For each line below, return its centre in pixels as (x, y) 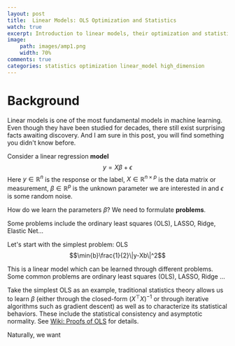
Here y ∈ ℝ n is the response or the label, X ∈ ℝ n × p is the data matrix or (112, 178)
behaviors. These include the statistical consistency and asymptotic (105, 314)
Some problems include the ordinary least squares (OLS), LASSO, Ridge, (112, 223)
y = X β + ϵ (117, 167)
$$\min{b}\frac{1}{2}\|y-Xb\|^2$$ (117, 255)
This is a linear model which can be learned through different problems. (110, 269)
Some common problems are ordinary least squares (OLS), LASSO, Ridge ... (116, 276)
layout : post (26, 14)
